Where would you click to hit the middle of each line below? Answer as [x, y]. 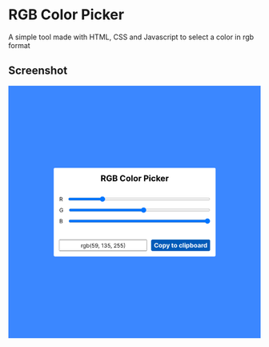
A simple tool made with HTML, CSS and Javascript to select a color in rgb [131, 37]
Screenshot [38, 71]
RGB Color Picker [66, 15]
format [19, 45]
